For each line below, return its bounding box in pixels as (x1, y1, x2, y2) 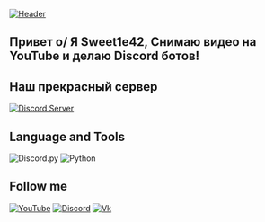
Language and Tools (9, 129, 126, 144)
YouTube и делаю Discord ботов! (9, 49, 200, 64)
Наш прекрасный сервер (9, 79, 158, 94)
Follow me (9, 179, 68, 194)
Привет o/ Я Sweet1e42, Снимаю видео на (9, 34, 257, 49)
